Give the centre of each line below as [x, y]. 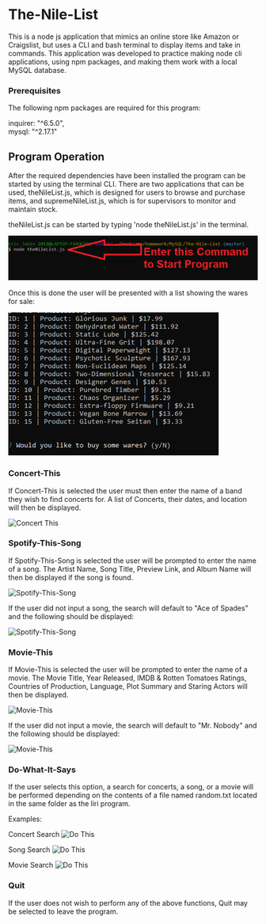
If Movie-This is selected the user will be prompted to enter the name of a [128, 670]
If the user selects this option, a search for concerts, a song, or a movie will [131, 787]
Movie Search [31, 865]
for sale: [22, 302]
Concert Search [34, 835]
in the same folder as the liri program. [69, 804]
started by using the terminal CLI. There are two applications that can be [126, 184]
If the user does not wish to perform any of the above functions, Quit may [128, 903]
